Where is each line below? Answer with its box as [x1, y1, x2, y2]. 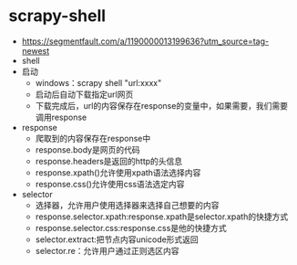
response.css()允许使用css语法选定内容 [35, 178, 185, 189]
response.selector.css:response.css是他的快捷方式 [35, 222, 227, 233]
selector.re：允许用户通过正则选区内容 [35, 245, 179, 256]
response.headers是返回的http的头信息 [35, 155, 183, 166]
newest [21, 45, 50, 56]
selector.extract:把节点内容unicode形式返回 [35, 234, 200, 245]
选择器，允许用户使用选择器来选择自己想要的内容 [35, 199, 220, 210]
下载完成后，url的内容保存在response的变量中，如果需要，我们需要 [35, 100, 289, 111]
